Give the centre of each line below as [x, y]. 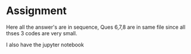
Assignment [36, 11]
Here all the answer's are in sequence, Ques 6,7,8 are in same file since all [96, 27]
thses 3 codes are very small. [42, 33]
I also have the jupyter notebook [45, 45]
